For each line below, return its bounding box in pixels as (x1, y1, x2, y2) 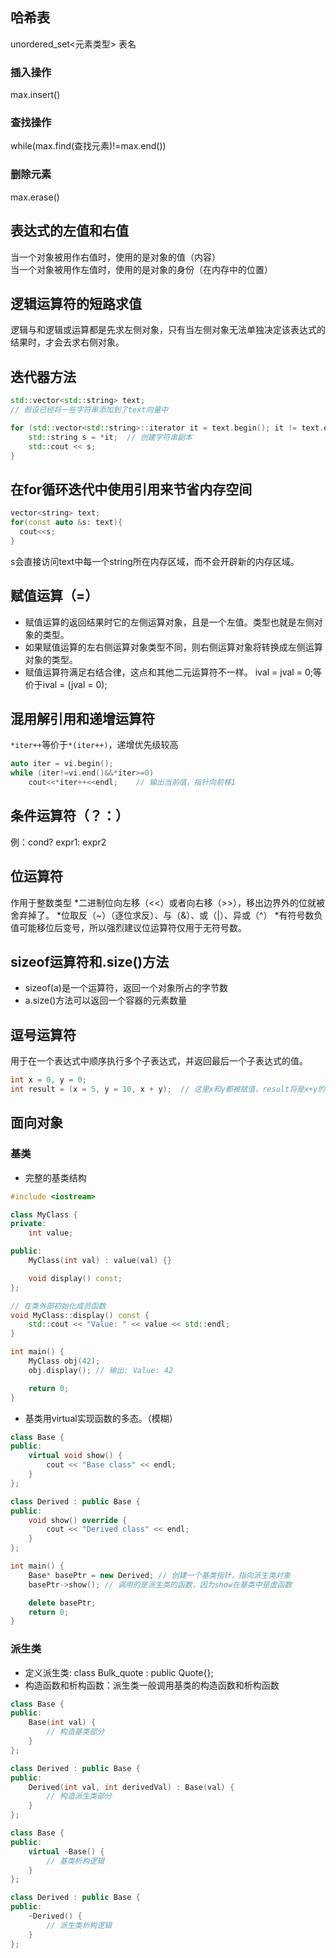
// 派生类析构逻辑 (46, 1920, 112, 1930)
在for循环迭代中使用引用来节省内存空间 (10, 481, 253, 498)
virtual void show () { (28, 1451, 123, 1461)
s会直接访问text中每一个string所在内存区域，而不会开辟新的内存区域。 (10, 555, 300, 567)
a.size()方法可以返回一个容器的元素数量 (24, 994, 188, 1007)
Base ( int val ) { (28, 1718, 97, 1728)
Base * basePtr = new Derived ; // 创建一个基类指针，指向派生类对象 (28, 1570, 292, 1580)
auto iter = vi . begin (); (10, 759, 114, 769)
